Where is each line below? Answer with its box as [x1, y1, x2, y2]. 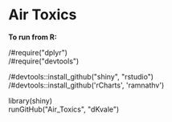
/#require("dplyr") [8, 47, 68, 57]
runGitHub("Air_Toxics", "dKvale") [8, 104, 120, 114]
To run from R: [8, 32, 58, 42]
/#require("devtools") [8, 56, 80, 66]
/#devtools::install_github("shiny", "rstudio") [8, 71, 154, 81]
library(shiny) [8, 96, 53, 105]
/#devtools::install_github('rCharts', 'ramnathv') [8, 80, 165, 90]
